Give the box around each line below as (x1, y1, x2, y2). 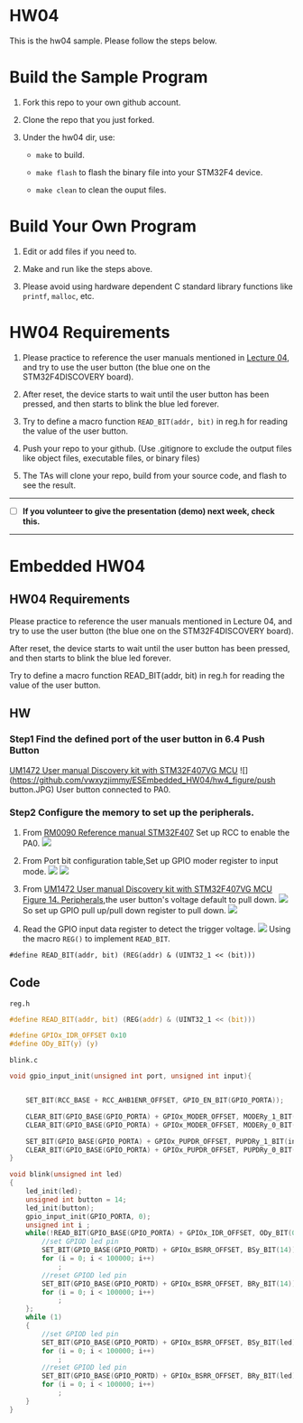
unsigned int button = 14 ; (25, 1194, 127, 1204)
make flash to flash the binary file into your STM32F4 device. (35, 166, 263, 177)
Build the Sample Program (9, 67, 208, 88)
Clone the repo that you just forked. (22, 114, 155, 125)
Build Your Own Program (9, 216, 197, 237)
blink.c (9, 1056, 39, 1065)
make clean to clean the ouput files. (35, 184, 167, 195)
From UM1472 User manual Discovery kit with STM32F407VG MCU (22, 883, 273, 894)
